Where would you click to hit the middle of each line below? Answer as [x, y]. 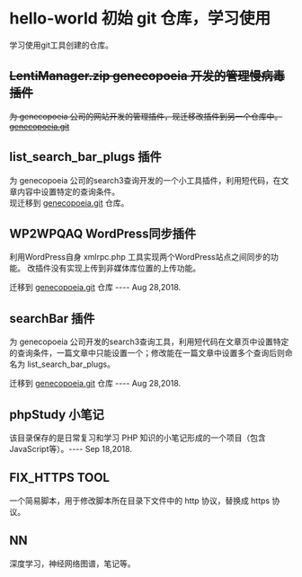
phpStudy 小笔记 [57, 414]
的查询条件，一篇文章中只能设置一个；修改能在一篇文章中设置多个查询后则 [147, 353]
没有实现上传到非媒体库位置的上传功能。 [125, 268]
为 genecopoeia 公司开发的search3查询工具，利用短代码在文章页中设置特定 [149, 342]
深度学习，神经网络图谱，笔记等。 [72, 564]
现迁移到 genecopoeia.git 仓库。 [69, 202]
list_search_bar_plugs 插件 [85, 157]
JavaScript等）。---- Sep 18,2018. [71, 449]
